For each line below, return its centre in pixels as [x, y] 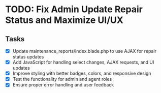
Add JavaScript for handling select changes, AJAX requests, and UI [83, 63]
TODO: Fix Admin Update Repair [74, 9]
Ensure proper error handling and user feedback [63, 85]
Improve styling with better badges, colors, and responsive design [82, 73]
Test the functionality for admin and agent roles [62, 79]
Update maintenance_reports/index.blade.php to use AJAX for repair [84, 51]
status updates [28, 57]
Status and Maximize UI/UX [64, 20]
